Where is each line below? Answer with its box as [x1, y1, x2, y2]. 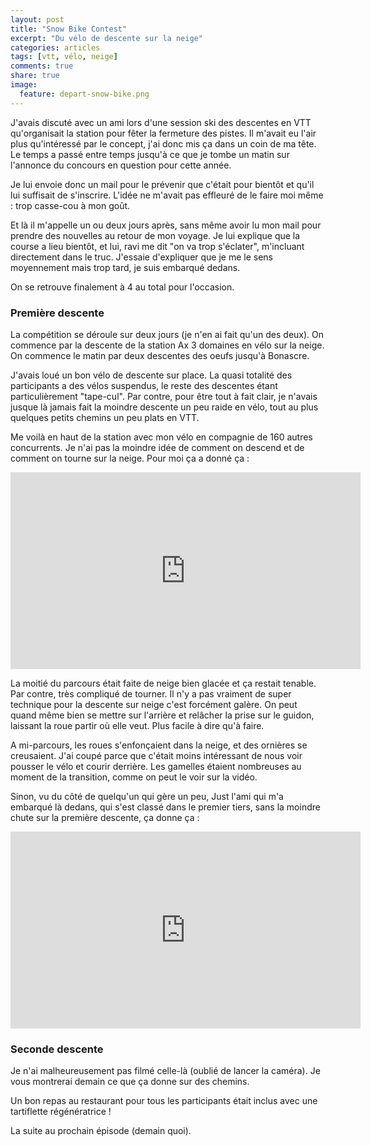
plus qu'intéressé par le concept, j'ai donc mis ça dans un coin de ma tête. [10, 137, 317, 150]
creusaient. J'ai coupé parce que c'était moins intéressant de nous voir [10, 749, 303, 761]
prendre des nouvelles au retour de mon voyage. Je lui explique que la [10, 229, 301, 241]
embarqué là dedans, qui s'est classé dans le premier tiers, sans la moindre [10, 801, 321, 813]
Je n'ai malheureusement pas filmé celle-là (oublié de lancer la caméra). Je [10, 1065, 321, 1077]
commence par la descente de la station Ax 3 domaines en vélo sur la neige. [10, 339, 325, 351]
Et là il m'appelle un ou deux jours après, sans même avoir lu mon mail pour [10, 219, 322, 231]
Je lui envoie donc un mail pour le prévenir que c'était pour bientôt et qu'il [10, 178, 315, 190]
